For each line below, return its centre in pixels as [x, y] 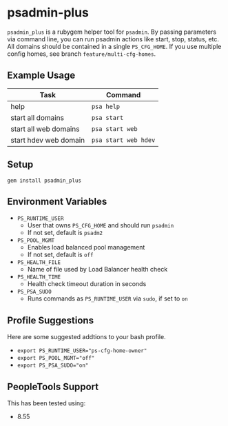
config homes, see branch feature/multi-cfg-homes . [82, 54]
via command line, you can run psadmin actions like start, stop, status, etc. [113, 39]
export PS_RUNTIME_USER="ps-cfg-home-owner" [82, 351]
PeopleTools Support [53, 386]
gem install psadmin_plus [44, 181]
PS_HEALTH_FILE [39, 263]
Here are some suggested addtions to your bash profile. [87, 337]
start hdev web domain [48, 140]
